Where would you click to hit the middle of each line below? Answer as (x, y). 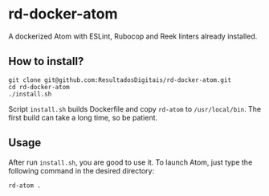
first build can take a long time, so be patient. (83, 117)
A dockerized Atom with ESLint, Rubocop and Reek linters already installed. (133, 36)
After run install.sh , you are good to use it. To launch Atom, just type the (130, 162)
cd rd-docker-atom (39, 87)
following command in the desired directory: (82, 170)
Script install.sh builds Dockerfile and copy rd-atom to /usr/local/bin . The (135, 108)
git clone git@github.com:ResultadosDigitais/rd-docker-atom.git (120, 80)
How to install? (46, 61)
